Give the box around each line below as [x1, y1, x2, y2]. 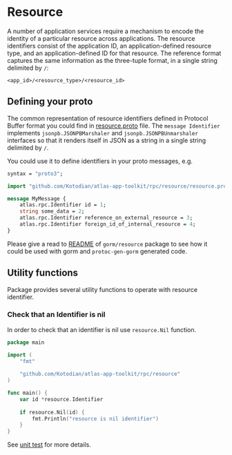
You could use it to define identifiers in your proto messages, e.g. [7, 157, 193, 165]
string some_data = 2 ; [19, 208, 85, 215]
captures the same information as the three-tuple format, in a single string [7, 56, 217, 64]
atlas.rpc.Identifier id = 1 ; [19, 202, 107, 209]
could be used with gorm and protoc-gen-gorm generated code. [7, 246, 188, 255]
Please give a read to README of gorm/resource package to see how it [7, 240, 208, 248]
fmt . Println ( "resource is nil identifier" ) [32, 415, 159, 422]
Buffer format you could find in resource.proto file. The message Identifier [7, 122, 220, 130]
